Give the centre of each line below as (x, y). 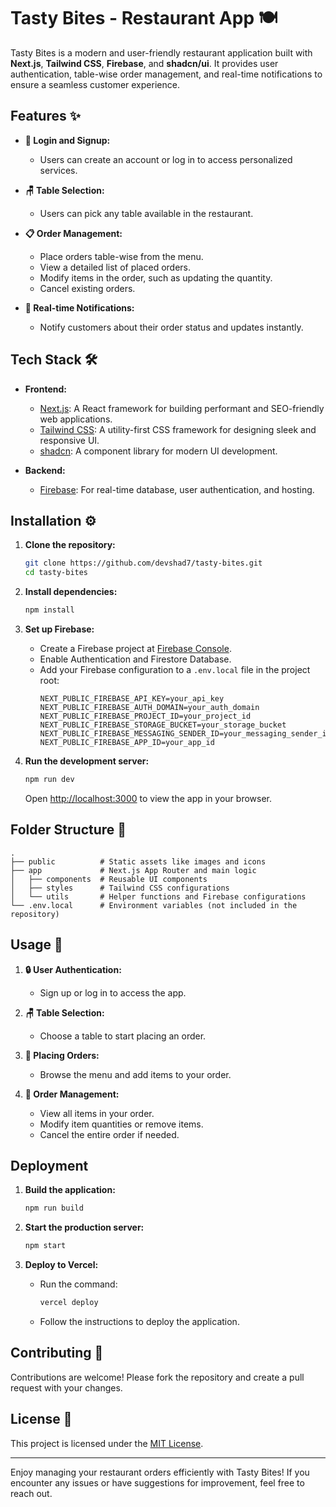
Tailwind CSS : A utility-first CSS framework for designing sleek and (178, 429)
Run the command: (78, 1284)
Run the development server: (87, 761)
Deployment (49, 1165)
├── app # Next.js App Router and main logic (133, 870)
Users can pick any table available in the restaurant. (146, 213)
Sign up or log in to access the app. (113, 992)
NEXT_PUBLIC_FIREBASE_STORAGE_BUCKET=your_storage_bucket (163, 725)
